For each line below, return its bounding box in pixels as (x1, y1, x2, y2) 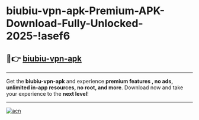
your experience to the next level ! (6, 90, 89, 97)
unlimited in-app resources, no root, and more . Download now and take (6, 84, 184, 91)
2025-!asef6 (6, 30, 70, 43)
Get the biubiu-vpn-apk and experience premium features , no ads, (6, 78, 174, 85)
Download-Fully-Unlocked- (6, 17, 143, 30)
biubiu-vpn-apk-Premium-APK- (6, 4, 165, 18)
